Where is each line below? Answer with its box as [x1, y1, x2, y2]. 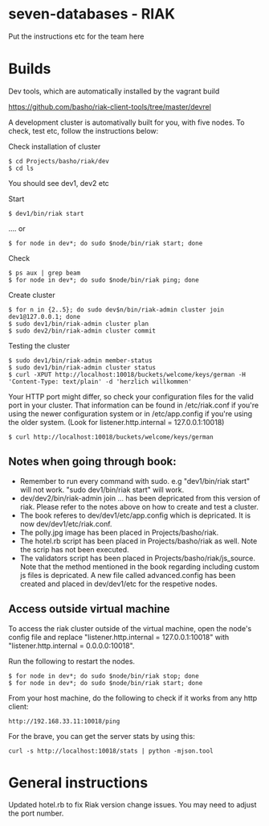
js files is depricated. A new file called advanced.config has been [19, 570, 236, 580]
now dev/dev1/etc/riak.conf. [19, 518, 112, 528]
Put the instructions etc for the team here [8, 31, 145, 41]
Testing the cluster [8, 341, 71, 350]
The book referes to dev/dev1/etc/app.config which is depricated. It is [19, 510, 251, 520]
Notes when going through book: [8, 455, 177, 469]
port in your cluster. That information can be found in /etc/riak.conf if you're [8, 400, 259, 410]
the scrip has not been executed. [19, 544, 130, 554]
